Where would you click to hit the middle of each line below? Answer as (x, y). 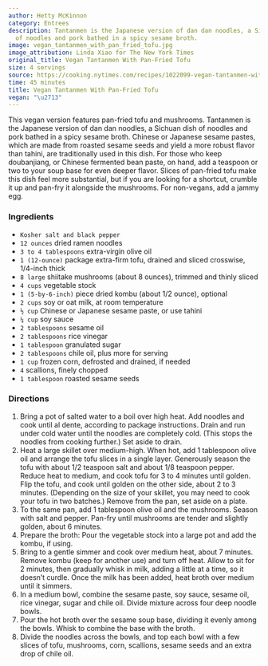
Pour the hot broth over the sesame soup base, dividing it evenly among (138, 620)
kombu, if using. (46, 543)
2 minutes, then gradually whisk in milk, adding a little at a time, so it (132, 569)
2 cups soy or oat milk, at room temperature (91, 302)
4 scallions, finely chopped (64, 370)
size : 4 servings (37, 68)
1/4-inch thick (42, 268)
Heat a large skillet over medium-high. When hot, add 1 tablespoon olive (138, 450)
